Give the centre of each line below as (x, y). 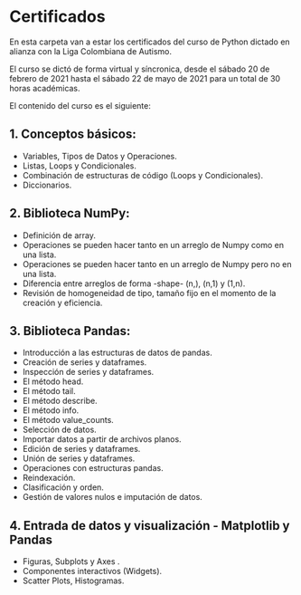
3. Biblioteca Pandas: (70, 331)
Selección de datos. (59, 430)
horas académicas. (45, 88)
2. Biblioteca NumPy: (70, 213)
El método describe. (60, 401)
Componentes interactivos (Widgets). (92, 571)
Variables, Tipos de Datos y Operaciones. (100, 156)
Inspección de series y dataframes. (88, 372)
